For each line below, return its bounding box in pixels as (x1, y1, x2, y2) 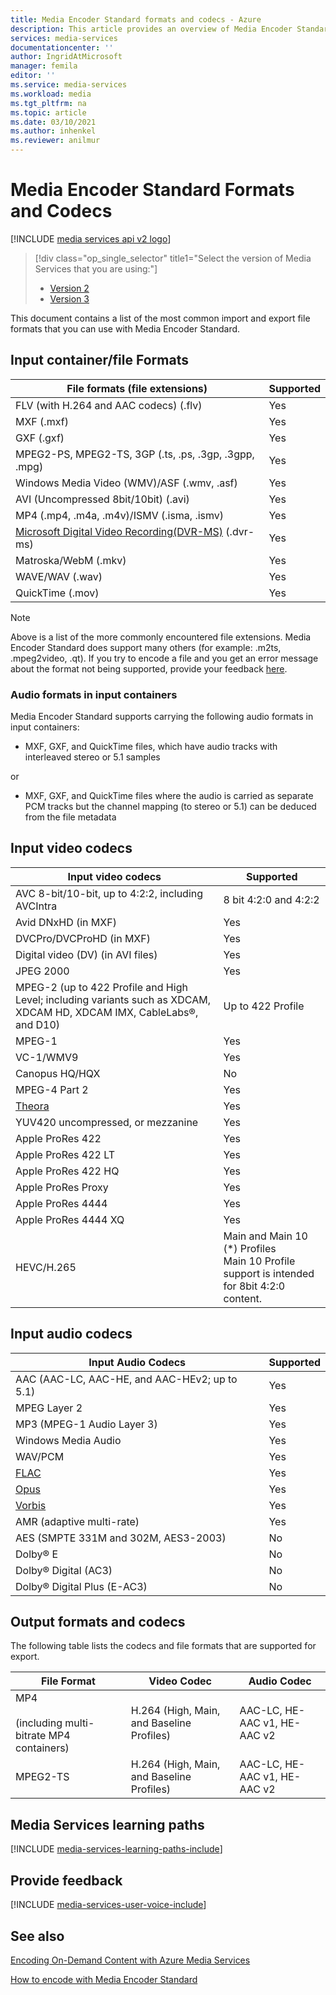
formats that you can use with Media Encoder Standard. (10, 322, 241, 335)
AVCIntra (15, 899, 58, 913)
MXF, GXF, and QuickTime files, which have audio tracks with (24, 741, 278, 753)
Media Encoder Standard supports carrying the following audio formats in (10, 711, 314, 723)
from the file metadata (24, 811, 117, 823)
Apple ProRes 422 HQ (15, 1164, 120, 1178)
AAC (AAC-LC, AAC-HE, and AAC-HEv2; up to (15, 1372, 238, 1386)
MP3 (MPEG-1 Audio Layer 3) (15, 1417, 158, 1431)
